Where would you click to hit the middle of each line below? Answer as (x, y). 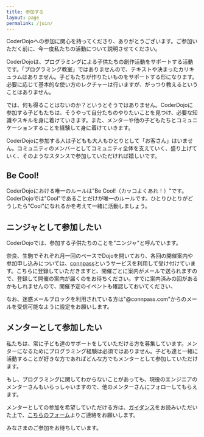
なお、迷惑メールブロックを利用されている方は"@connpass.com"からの (97, 299)
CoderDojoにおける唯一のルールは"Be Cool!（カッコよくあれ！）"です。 (97, 191)
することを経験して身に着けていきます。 (83, 128)
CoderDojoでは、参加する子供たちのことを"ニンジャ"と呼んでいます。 (94, 243)
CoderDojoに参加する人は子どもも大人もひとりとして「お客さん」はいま (97, 141)
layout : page (23, 18)
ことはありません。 (30, 92)
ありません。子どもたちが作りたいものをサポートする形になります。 (112, 77)
